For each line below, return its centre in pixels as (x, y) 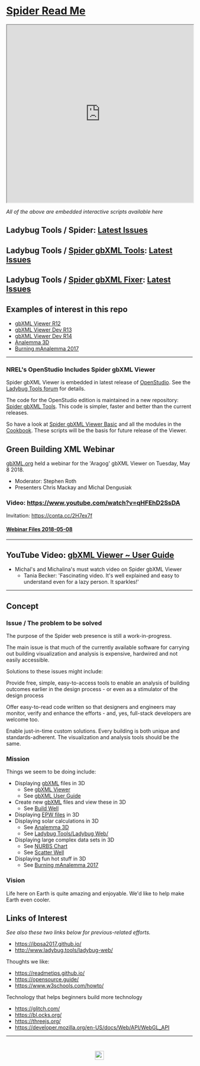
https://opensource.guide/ (47, 980)
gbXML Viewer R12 (38, 323)
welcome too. (23, 720)
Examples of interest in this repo (67, 309)
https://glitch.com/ (37, 1009)
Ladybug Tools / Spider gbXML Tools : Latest (89, 250)
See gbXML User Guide (52, 796)
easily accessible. (28, 660)
